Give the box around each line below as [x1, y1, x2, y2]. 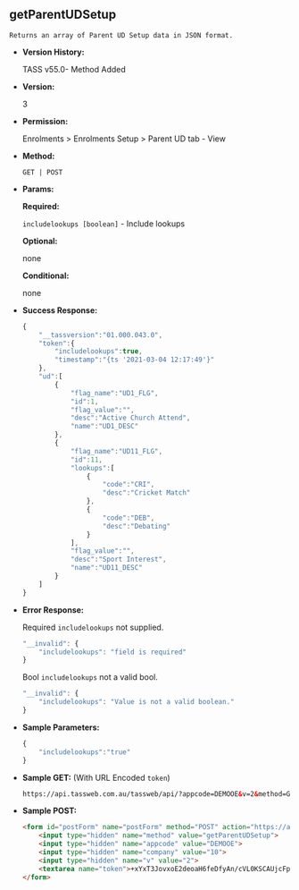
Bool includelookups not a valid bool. [21, 672, 158, 682]
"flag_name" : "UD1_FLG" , [70, 388, 159, 397]
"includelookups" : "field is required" [38, 648, 187, 657]
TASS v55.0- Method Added [21, 64, 127, 74]
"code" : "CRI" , [102, 480, 155, 489]
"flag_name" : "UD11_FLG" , [70, 446, 163, 455]
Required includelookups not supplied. [21, 622, 164, 632]
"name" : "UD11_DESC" [70, 564, 143, 572]
